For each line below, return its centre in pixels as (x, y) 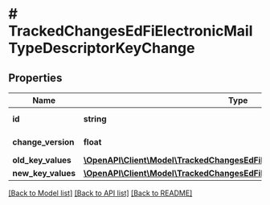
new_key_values (44, 173)
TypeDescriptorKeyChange (102, 48)
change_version (43, 142)
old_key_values (42, 160)
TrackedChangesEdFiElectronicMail (131, 31)
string (95, 119)
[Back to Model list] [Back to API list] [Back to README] (100, 193)
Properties (35, 78)
